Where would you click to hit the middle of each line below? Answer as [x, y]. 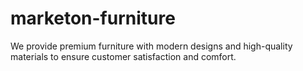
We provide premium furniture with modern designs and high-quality [151, 46]
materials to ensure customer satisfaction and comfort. [123, 56]
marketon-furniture [93, 18]
